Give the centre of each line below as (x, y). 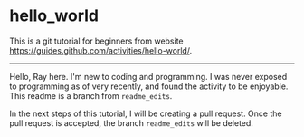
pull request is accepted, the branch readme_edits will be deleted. (131, 122)
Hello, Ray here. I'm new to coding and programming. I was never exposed (148, 76)
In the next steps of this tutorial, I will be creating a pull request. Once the (146, 113)
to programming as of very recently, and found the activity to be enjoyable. (149, 86)
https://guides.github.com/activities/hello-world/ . (101, 50)
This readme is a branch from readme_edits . (91, 95)
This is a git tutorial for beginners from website (96, 41)
